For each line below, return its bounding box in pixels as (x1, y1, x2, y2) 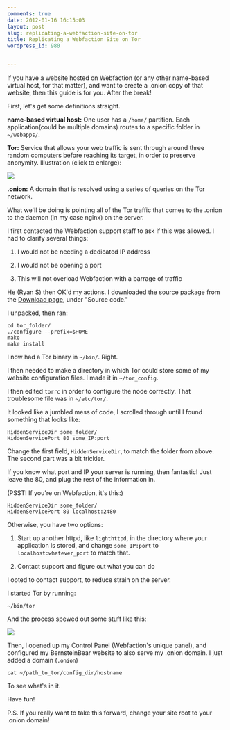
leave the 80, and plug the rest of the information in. (7, 476, 156, 483)
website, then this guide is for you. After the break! (7, 88, 152, 97)
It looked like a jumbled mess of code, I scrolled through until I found (7, 408, 203, 416)
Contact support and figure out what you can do (17, 562, 155, 570)
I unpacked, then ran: (7, 309, 68, 317)
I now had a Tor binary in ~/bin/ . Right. (7, 352, 118, 361)
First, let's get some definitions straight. (7, 102, 121, 110)
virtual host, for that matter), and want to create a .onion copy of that (7, 81, 203, 89)
